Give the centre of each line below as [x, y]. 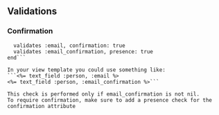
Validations [32, 11]
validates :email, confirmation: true [70, 45]
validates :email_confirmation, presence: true [84, 51]
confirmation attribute [42, 106]
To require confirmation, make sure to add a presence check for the [110, 100]
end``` [17, 57]
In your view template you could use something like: [87, 70]
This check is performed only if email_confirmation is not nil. [103, 94]
